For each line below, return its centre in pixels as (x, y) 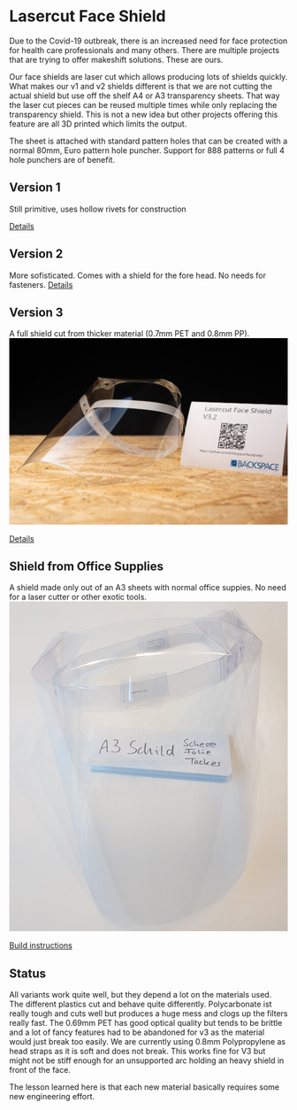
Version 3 (36, 312)
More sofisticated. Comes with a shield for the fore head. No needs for (138, 275)
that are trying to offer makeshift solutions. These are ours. (116, 59)
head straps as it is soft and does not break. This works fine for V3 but (137, 1052)
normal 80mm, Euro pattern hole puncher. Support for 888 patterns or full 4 (147, 150)
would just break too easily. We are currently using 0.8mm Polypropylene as (147, 1042)
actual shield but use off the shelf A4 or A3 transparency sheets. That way (145, 96)
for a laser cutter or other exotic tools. (78, 597)
